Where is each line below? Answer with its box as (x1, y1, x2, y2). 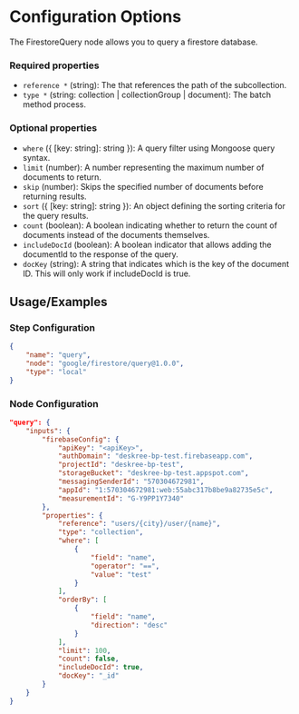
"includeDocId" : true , (57, 663, 144, 672)
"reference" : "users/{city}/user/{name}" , (57, 520, 221, 529)
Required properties (9, 59, 100, 72)
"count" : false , (57, 654, 120, 664)
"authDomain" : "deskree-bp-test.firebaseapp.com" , (57, 451, 254, 461)
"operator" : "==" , (90, 561, 160, 570)
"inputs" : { (25, 426, 71, 435)
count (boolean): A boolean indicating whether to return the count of (22, 220, 278, 231)
